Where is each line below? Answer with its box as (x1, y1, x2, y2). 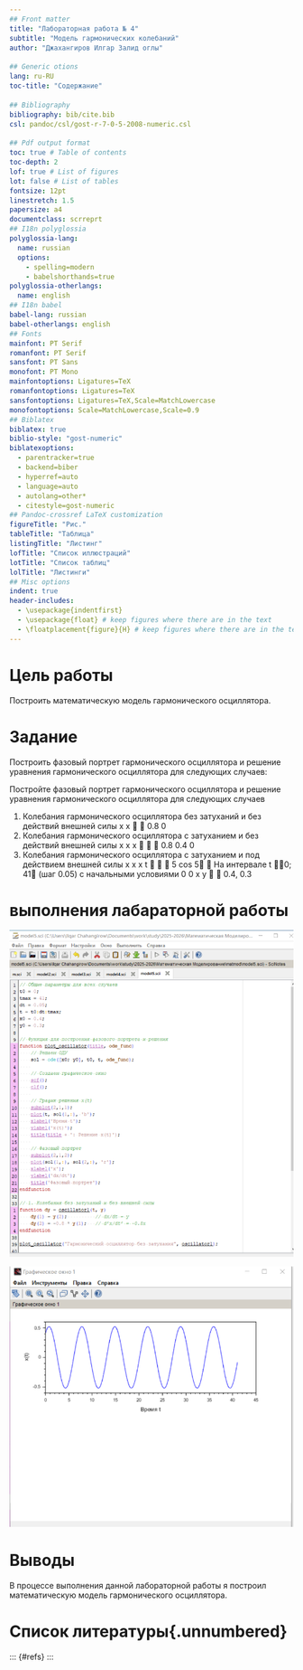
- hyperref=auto (17, 472, 78, 481)
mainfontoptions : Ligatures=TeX (9, 377, 131, 386)
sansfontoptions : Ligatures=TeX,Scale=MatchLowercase (9, 396, 216, 405)
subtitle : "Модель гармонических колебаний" (9, 33, 179, 42)
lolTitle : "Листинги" (9, 568, 91, 577)
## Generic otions (9, 62, 78, 71)
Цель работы (9, 665, 114, 685)
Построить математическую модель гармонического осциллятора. (9, 694, 271, 705)
